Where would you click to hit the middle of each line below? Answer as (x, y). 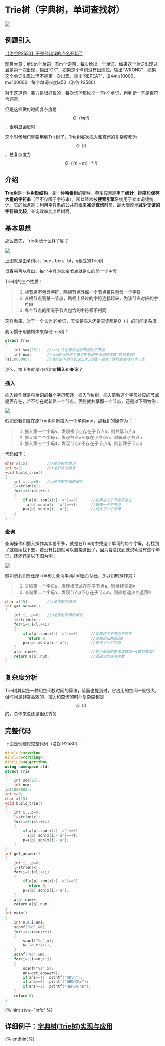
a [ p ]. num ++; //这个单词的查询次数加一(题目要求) (84, 652)
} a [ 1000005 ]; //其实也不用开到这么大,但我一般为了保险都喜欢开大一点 (75, 359)
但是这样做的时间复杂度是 (31, 109)
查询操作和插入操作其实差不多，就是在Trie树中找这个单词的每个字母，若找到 (82, 543)
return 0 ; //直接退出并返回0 (75, 638)
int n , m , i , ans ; (29, 922)
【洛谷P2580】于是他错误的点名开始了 (44, 53)
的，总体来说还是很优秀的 (31, 714)
